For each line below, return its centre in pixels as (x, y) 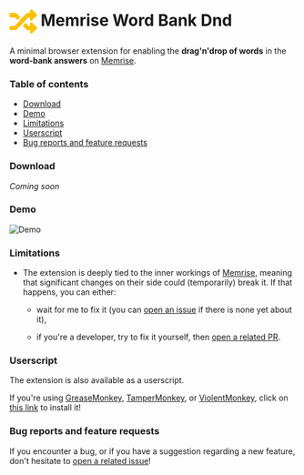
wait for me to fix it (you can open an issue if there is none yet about (164, 310)
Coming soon (35, 186)
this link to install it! (46, 408)
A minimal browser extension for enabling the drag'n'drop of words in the (148, 51)
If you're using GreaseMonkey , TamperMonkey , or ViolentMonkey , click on (149, 398)
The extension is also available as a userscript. (97, 380)
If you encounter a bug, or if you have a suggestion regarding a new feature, (152, 451)
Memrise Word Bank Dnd (137, 20)
